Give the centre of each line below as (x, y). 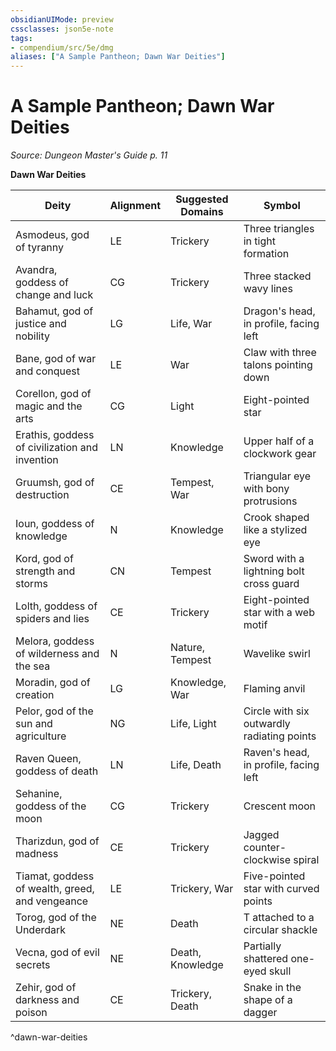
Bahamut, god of (54, 311)
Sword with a (274, 559)
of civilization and (56, 448)
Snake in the (272, 988)
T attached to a (279, 918)
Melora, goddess (55, 641)
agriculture (41, 736)
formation (266, 254)
